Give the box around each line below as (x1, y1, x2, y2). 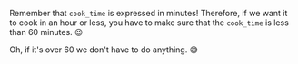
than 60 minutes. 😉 (9, 27, 84, 37)
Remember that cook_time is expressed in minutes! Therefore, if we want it (9, 8, 288, 18)
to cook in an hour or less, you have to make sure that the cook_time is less (9, 17, 289, 28)
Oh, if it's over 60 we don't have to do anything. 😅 (9, 44, 198, 55)
